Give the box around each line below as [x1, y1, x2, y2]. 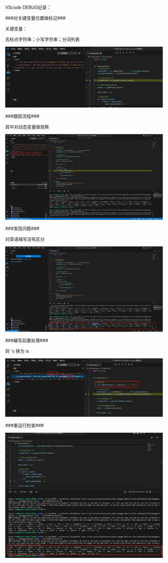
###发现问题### [5, 225, 40, 232]
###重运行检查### [5, 423, 44, 429]
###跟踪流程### [5, 113, 40, 119]
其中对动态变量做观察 [5, 123, 49, 129]
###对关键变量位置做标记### [5, 15, 66, 21]
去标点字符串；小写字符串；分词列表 [5, 37, 80, 42]
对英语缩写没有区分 [5, 236, 45, 242]
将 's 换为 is [5, 348, 29, 354]
